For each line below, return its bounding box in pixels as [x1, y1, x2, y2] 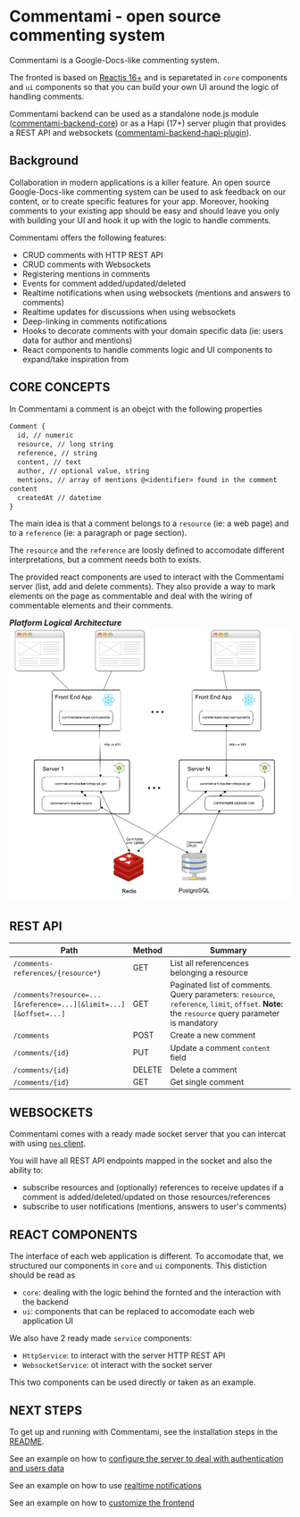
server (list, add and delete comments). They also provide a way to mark [9, 580, 276, 591]
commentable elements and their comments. [9, 600, 174, 611]
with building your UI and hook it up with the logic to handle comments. [9, 214, 271, 225]
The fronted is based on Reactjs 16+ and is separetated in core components [9, 71, 288, 82]
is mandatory [170, 1018, 219, 1029]
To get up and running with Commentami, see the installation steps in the [9, 1427, 279, 1438]
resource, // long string [17, 439, 114, 448]
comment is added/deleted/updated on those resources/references [21, 1192, 271, 1203]
